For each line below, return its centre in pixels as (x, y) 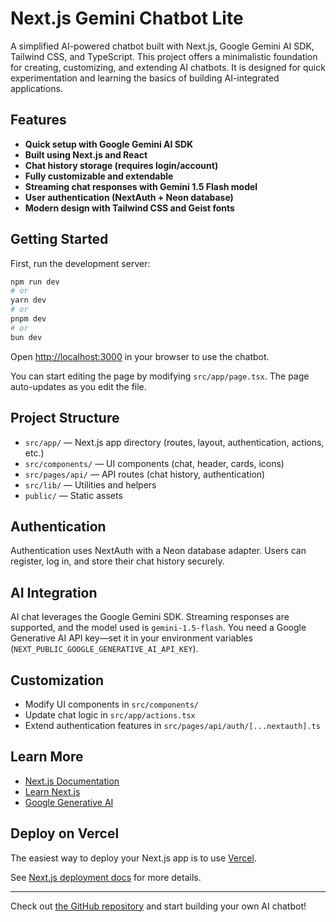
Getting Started (59, 239)
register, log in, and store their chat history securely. (117, 561)
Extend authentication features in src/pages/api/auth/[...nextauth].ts (172, 725)
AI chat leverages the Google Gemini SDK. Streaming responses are (150, 617)
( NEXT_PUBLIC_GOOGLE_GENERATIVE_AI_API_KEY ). (104, 649)
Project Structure (65, 418)
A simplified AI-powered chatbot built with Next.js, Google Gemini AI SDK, (162, 46)
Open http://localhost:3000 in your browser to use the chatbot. (140, 356)
